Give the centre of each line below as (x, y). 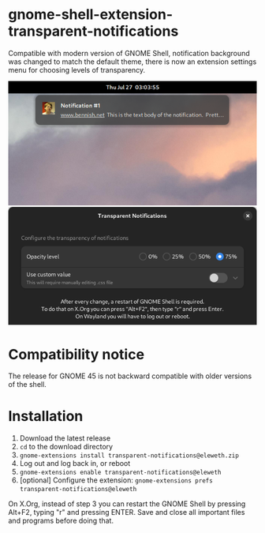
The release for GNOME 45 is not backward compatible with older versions (130, 376)
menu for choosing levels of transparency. (77, 69)
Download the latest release (65, 438)
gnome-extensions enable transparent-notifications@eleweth (120, 473)
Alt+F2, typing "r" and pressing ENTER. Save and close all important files (127, 512)
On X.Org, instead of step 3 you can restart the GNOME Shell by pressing (127, 504)
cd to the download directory (66, 447)
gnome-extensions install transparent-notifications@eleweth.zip (129, 456)
